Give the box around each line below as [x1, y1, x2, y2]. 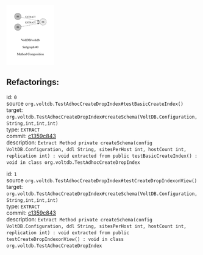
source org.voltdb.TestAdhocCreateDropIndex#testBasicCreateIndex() [6, 100, 184, 107]
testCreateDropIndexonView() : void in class [6, 236, 124, 242]
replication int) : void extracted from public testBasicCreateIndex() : [6, 153, 198, 159]
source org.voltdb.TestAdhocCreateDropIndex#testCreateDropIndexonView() [6, 176, 198, 184]
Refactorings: [6, 77, 60, 87]
